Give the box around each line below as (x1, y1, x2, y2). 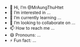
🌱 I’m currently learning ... (9, 15, 62, 20)
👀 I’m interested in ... (9, 10, 51, 15)
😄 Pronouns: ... (9, 32, 41, 38)
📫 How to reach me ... (9, 25, 55, 31)
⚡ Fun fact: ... (9, 37, 36, 43)
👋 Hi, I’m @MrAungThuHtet (9, 5, 64, 10)
